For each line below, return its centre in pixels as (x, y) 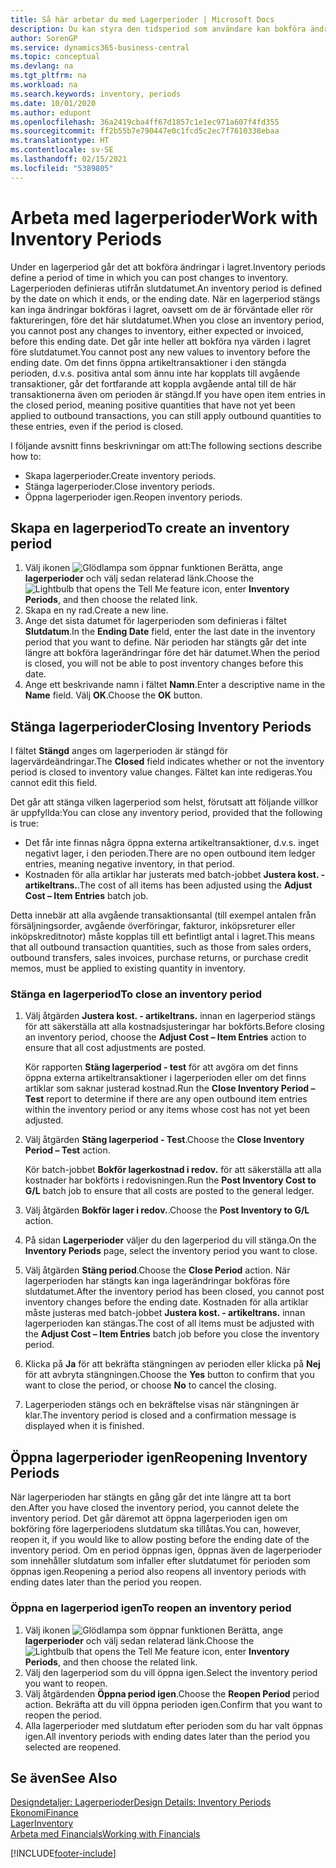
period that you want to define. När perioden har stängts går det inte (165, 642)
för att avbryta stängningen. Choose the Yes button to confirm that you (169, 1375)
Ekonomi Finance (44, 1813)
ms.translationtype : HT (60, 141)
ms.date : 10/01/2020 (53, 103)
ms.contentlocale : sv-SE (62, 150)
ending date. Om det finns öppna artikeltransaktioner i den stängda (148, 362)
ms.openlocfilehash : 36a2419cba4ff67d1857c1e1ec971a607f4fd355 (145, 122)
